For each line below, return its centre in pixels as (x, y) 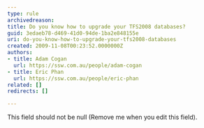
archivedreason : (31, 20)
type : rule (23, 14)
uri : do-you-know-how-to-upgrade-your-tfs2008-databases (92, 40)
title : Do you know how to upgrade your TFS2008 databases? (97, 26)
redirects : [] (28, 91)
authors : (20, 53)
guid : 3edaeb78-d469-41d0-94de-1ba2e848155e (73, 33)
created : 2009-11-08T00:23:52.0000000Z (65, 46)
